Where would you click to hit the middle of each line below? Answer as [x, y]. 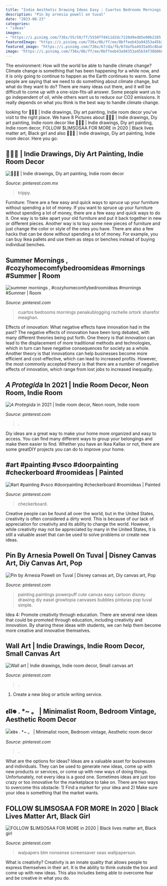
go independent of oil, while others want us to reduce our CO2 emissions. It [83, 97]
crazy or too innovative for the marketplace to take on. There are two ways [82, 782]
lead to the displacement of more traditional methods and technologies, [79, 343]
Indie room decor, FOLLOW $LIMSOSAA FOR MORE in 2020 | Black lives [80, 128]
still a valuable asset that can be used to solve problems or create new [78, 535]
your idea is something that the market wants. [52, 793]
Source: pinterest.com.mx [32, 183]
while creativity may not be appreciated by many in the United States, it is [81, 529]
